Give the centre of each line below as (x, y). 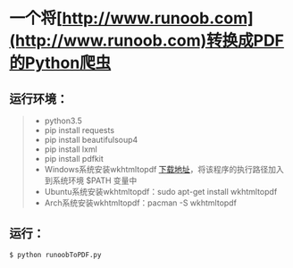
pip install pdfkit (74, 159)
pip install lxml (71, 149)
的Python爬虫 (60, 63)
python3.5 (63, 121)
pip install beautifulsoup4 (91, 140)
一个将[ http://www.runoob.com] (132, 18)
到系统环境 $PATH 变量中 (91, 180)
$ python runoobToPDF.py (55, 255)
